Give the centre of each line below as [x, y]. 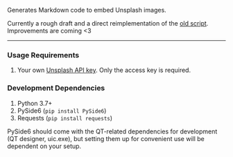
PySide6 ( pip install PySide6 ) [62, 111]
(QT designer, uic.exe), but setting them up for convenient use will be [106, 138]
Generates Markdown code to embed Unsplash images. [87, 10]
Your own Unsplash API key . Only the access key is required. [104, 70]
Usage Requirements [43, 55]
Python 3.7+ [35, 103]
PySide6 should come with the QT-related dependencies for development [112, 131]
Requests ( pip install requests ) [65, 118]
